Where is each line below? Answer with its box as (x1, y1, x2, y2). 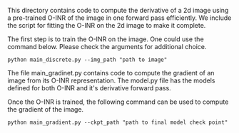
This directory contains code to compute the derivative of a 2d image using (7, 6, 229, 14)
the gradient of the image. (7, 105, 84, 113)
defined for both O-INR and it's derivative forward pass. (7, 84, 171, 92)
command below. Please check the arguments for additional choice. (7, 43, 207, 50)
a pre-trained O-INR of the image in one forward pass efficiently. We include (7, 14, 232, 22)
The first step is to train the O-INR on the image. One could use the (7, 35, 205, 43)
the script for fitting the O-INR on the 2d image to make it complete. (7, 21, 206, 29)
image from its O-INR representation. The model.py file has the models (7, 76, 215, 85)
